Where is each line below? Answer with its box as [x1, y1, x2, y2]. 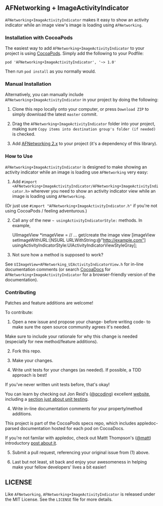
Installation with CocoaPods [5, 34, 73, 41]
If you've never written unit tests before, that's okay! [5, 382, 110, 387]
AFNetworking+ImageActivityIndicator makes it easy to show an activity [5, 17, 149, 22]
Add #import [12, 178, 37, 184]
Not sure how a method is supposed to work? [12, 252, 104, 257]
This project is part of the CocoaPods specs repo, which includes [5, 420, 136, 426]
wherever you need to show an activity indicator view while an [31, 188, 156, 194]
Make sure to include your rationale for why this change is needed [5, 333, 138, 339]
